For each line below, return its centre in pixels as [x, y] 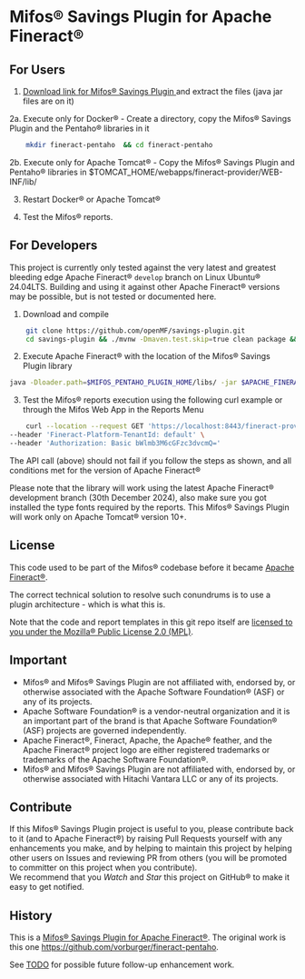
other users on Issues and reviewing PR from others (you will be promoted [148, 858]
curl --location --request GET [85, 426]
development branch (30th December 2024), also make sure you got [138, 497]
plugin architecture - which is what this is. [88, 604]
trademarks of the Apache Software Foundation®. [115, 759]
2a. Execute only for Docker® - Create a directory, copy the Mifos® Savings [151, 119]
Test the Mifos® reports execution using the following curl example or [152, 400]
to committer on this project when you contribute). [103, 868]
